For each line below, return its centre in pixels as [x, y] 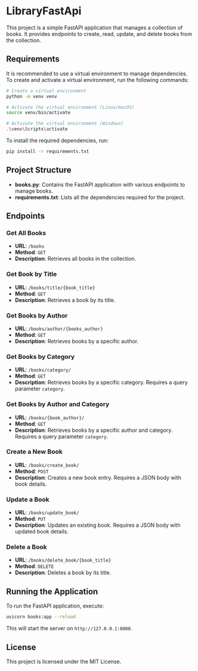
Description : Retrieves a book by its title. [65, 300]
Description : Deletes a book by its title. [63, 573]
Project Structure [39, 170]
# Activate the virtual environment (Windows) [65, 124]
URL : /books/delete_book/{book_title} [63, 560]
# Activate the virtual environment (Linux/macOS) [70, 107]
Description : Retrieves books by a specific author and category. [94, 430]
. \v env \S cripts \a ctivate [37, 129]
